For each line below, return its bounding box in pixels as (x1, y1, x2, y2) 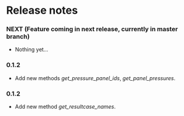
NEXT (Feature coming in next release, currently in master (6, 25, 178, 33)
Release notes (6, 4, 78, 17)
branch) (6, 32, 30, 41)
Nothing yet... (14, 46, 49, 53)
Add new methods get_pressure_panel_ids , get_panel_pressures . (14, 74, 176, 81)
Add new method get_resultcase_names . (14, 103, 116, 111)
